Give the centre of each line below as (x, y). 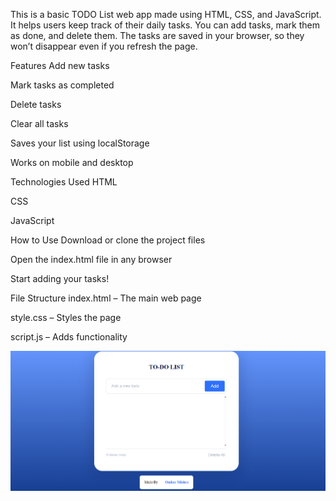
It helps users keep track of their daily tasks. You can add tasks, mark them (165, 25)
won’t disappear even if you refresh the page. (104, 46)
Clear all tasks (39, 123)
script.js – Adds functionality (69, 337)
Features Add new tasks (60, 65)
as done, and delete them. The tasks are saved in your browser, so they (157, 35)
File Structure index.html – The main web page (106, 298)
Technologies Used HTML (64, 182)
